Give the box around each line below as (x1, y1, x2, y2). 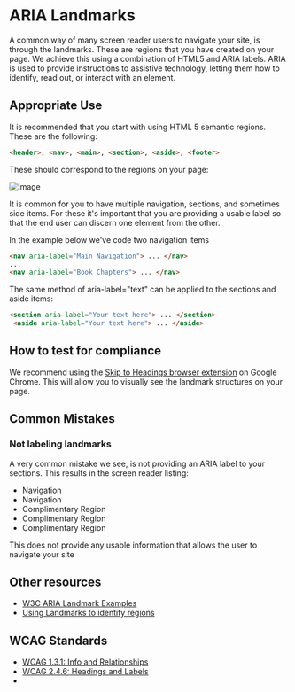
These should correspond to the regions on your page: (9, 164, 209, 175)
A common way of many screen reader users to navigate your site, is (9, 35, 260, 45)
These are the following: (9, 130, 97, 142)
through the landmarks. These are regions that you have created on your (9, 43, 275, 54)
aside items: (9, 293, 53, 304)
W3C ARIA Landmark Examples (21, 598, 137, 609)
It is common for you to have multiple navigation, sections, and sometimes (9, 198, 281, 209)
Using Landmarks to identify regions (21, 608, 155, 618)
